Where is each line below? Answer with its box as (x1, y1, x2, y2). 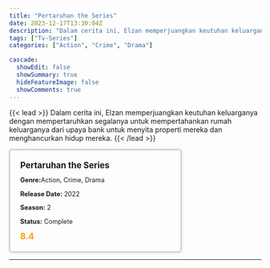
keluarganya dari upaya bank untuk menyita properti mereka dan (9, 125, 223, 134)
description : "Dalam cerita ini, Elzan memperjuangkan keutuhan (9, 26, 228, 34)
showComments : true (16, 86, 82, 94)
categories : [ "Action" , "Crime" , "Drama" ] (9, 42, 153, 50)
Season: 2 (20, 203, 51, 212)
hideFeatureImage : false (16, 78, 99, 86)
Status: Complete (20, 217, 73, 226)
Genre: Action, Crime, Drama (20, 176, 105, 185)
